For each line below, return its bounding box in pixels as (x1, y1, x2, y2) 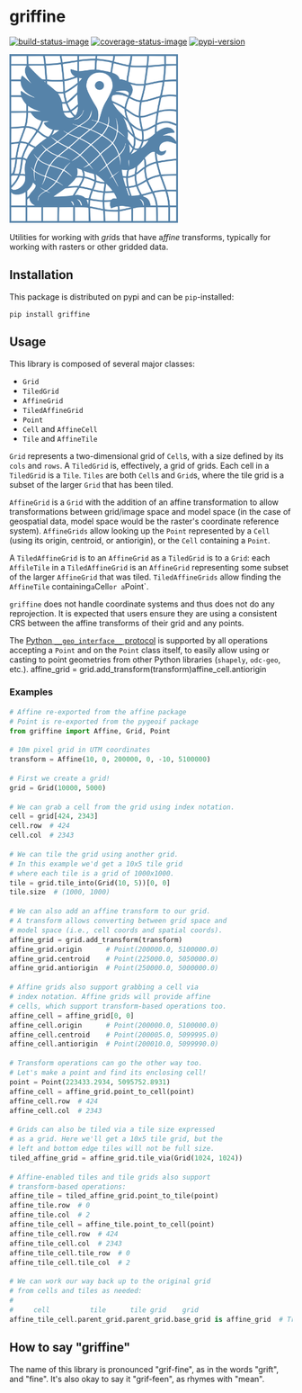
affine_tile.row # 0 (9, 1201, 91, 1210)
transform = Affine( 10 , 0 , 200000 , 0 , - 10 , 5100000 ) (9, 755, 211, 764)
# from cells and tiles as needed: (9, 1287, 143, 1296)
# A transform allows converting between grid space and (9, 916, 227, 926)
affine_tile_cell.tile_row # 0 (9, 1248, 130, 1257)
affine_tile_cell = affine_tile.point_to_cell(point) (9, 1220, 216, 1229)
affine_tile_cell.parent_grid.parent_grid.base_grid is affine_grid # (9, 1315, 283, 1324)
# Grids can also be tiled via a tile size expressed (9, 1125, 216, 1135)
